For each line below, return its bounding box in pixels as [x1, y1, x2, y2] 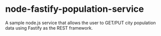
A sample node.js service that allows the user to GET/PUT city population [5, 20, 156, 26]
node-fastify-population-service [5, 3, 144, 15]
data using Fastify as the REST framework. [5, 25, 93, 31]
